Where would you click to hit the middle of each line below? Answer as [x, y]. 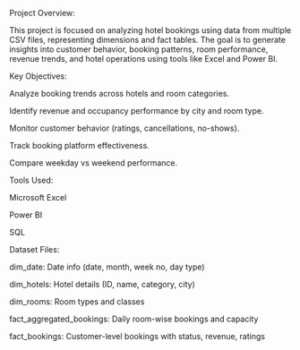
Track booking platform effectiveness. [79, 145]
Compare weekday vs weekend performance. [94, 163]
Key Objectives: [38, 76]
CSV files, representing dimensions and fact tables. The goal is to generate [148, 40]
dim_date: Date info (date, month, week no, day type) [107, 267]
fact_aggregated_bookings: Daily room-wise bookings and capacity [134, 319]
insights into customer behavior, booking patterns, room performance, [139, 49]
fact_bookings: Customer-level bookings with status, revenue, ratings [137, 336]
